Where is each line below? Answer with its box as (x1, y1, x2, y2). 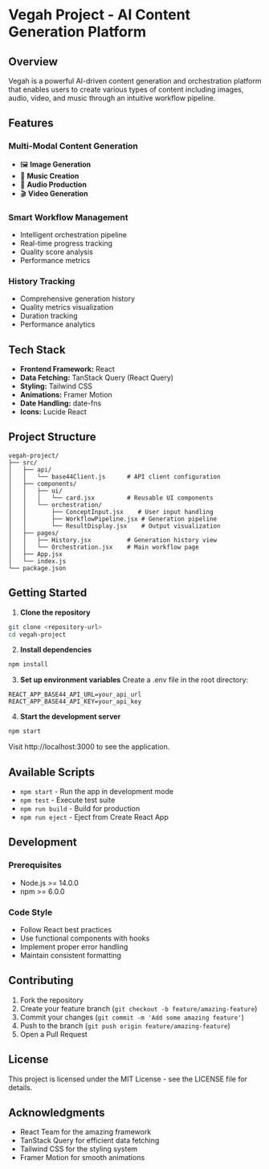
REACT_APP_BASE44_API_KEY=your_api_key (8, 698, 142, 706)
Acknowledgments (8, 1106, 106, 1120)
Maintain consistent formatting (19, 951, 122, 961)
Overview (8, 55, 59, 68)
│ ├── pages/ (8, 529, 59, 537)
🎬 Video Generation (19, 188, 88, 198)
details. (8, 1082, 33, 1092)
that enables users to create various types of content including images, (8, 84, 244, 94)
